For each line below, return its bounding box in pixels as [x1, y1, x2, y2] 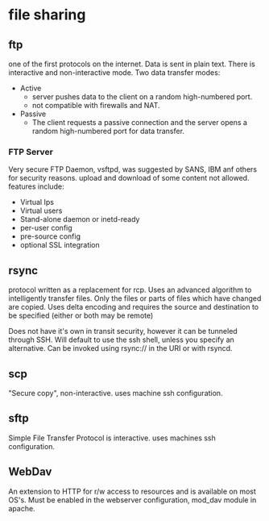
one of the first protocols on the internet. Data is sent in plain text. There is [8, 59, 255, 69]
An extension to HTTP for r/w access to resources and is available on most [8, 486, 256, 496]
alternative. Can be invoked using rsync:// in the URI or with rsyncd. [8, 344, 233, 353]
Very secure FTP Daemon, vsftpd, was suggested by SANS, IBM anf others [8, 165, 258, 174]
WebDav [8, 465, 52, 479]
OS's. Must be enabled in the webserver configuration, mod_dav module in [8, 494, 257, 505]
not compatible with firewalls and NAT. [31, 101, 160, 110]
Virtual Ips [19, 198, 55, 207]
